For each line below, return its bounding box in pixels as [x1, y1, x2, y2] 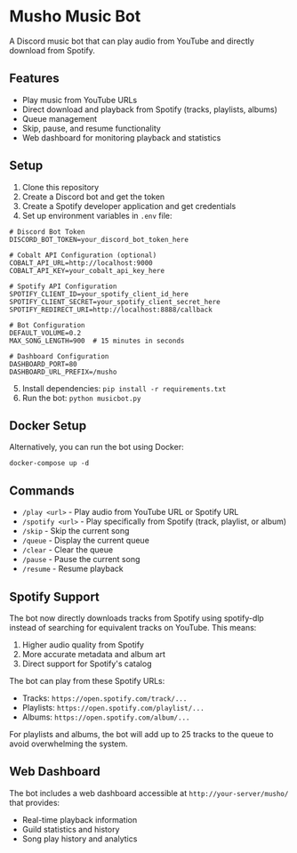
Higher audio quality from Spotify [21, 640, 145, 650]
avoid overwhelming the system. [9, 738, 129, 749]
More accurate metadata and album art [21, 649, 166, 659]
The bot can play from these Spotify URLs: [9, 676, 165, 686]
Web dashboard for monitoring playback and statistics [21, 132, 221, 143]
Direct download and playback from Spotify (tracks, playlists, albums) [21, 104, 278, 115]
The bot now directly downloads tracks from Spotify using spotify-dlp [9, 613, 264, 624]
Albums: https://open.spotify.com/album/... [21, 712, 190, 722]
